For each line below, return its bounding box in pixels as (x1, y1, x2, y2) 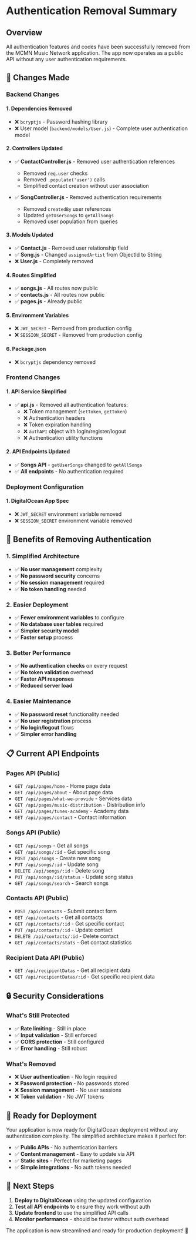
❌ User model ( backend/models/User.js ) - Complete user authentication (14, 125, 188, 132)
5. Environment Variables (6, 311, 69, 319)
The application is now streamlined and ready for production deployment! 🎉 (6, 1226, 189, 1234)
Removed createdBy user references (23, 205, 111, 213)
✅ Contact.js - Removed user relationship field (14, 244, 129, 251)
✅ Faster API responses (14, 675, 75, 682)
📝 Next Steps (6, 1181, 55, 1191)
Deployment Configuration (6, 483, 84, 491)
